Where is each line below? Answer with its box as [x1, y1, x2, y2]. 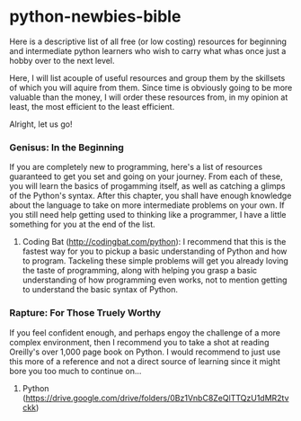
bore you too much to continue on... [9, 365, 142, 376]
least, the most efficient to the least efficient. [9, 101, 175, 112]
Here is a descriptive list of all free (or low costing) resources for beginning [9, 36, 288, 47]
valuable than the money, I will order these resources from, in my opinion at [9, 92, 288, 103]
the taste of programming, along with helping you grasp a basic [22, 265, 258, 276]
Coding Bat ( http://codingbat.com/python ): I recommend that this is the [22, 237, 287, 247]
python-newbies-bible [9, 6, 181, 27]
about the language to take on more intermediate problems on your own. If [9, 200, 285, 210]
